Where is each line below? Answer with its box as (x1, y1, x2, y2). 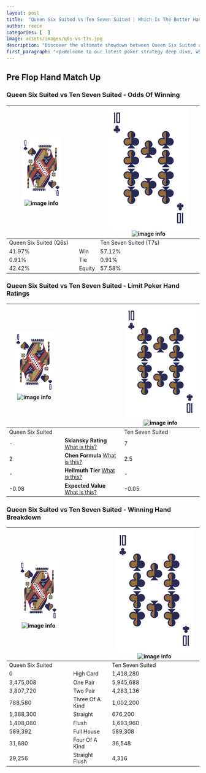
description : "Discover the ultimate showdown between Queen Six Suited (6, 42, 196, 48)
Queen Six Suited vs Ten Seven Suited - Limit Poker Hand (6, 282, 180, 290)
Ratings (6, 289, 30, 298)
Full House (73, 728, 100, 735)
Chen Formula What (64, 452, 116, 460)
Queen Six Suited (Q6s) (9, 239, 69, 247)
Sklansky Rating (64, 436, 107, 444)
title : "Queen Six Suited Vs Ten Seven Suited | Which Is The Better (6, 16, 191, 23)
